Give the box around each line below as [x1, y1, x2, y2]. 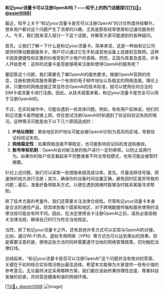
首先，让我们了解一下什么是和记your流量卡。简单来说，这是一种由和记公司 [5, 43, 155, 48]
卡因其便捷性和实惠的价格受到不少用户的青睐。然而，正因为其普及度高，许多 [5, 55, 159, 60]
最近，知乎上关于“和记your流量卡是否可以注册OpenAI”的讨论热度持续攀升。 [5, 20, 157, 26]
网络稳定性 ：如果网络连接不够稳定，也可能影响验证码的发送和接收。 [12, 141, 149, 147]
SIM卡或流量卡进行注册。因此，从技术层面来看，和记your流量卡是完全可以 [5, 90, 155, 96]
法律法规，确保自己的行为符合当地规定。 [9, 216, 91, 222]
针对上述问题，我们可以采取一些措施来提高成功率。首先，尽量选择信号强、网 [5, 170, 159, 175]
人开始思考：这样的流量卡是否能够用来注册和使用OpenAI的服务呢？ [5, 61, 140, 67]
